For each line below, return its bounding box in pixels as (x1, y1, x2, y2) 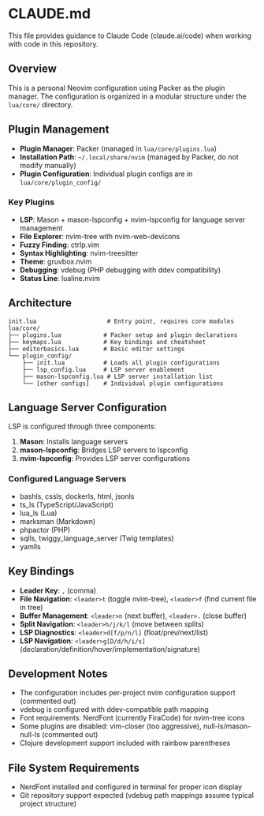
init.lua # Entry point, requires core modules (8, 317, 235, 325)
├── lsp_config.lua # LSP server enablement (22, 365, 185, 373)
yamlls (19, 541, 41, 551)
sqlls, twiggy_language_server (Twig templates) (19, 533, 175, 543)
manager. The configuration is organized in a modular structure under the (8, 92, 247, 101)
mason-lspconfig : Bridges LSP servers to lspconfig (19, 445, 188, 455)
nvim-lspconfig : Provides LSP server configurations (19, 454, 191, 463)
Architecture (8, 297, 73, 310)
